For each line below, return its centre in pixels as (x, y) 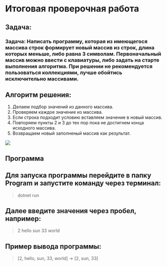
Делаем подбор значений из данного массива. (63, 107)
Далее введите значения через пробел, (71, 211)
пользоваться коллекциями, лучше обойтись (64, 72)
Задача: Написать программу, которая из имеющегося (76, 41)
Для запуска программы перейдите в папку (78, 175)
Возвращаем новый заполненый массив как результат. (71, 133)
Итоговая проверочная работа (72, 9)
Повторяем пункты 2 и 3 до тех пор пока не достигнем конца (78, 123)
